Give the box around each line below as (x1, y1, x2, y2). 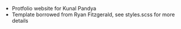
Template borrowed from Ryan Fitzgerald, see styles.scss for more (11, 11, 175, 18)
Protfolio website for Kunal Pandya (11, 5, 97, 12)
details (11, 17, 28, 24)
